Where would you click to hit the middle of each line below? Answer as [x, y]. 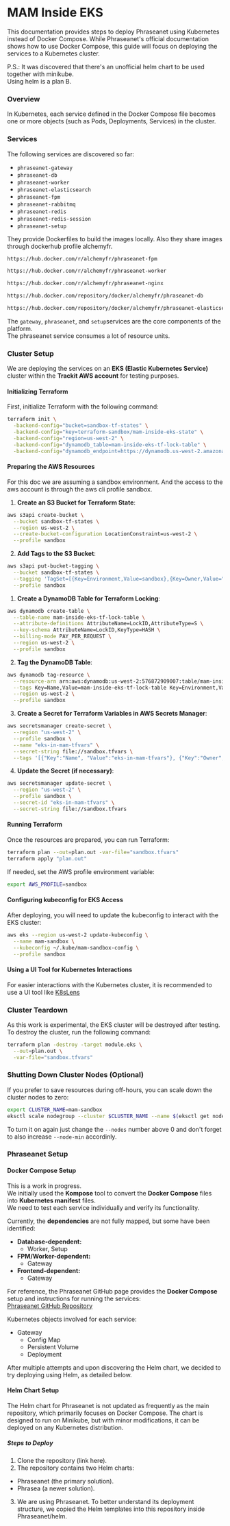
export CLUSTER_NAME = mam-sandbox [55, 1110]
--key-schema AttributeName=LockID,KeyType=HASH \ [87, 630]
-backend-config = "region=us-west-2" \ [69, 439]
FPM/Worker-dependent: [54, 1256]
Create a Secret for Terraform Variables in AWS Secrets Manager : [112, 714]
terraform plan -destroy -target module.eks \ [75, 1044]
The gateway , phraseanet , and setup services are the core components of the [114, 321]
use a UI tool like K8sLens [43, 992]
